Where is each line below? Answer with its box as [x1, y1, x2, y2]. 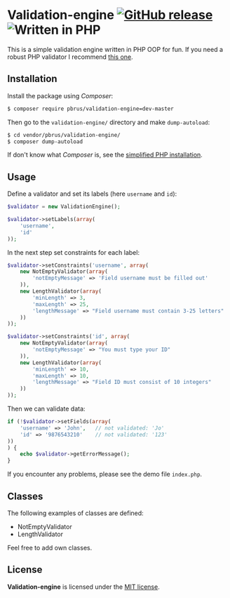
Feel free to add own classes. [7, 544, 93, 552]
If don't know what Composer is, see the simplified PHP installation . [7, 151, 203, 159]
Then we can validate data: [7, 404, 86, 413]
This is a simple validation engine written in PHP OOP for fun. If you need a [7, 45, 223, 53]
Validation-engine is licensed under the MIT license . [7, 583, 160, 591]
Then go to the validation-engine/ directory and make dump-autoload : [7, 118, 210, 126]
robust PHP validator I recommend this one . [7, 53, 133, 61]
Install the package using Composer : [7, 91, 114, 100]
